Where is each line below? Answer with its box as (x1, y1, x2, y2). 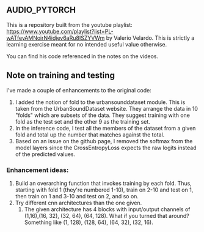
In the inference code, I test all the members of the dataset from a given (15, 124, 196, 132)
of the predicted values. (15, 150, 76, 158)
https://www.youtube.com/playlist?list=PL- (6, 28, 114, 35)
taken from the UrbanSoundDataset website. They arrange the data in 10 (15, 105, 199, 112)
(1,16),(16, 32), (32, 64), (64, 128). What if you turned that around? (24, 212, 189, 219)
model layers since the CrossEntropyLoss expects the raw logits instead (15, 144, 197, 151)
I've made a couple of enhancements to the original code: (6, 86, 151, 94)
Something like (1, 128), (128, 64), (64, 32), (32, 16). (24, 219, 154, 226)
